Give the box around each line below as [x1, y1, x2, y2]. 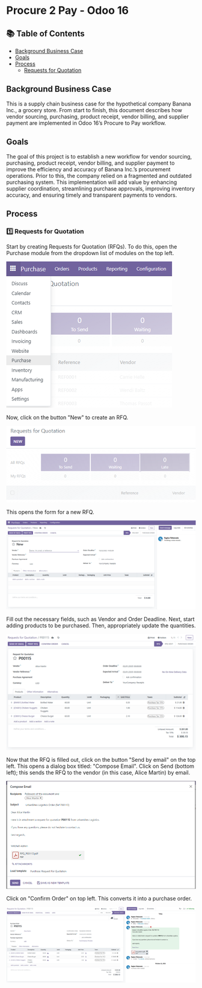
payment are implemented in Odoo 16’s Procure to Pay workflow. [6, 119, 167, 127]
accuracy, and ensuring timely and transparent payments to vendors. [6, 191, 177, 198]
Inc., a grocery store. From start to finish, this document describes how [6, 106, 182, 113]
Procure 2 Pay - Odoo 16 [6, 4, 129, 17]
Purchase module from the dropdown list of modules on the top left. [6, 250, 174, 257]
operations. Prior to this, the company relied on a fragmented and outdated [6, 172, 192, 179]
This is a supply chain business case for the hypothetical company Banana [6, 100, 191, 107]
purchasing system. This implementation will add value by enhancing [6, 179, 177, 186]
